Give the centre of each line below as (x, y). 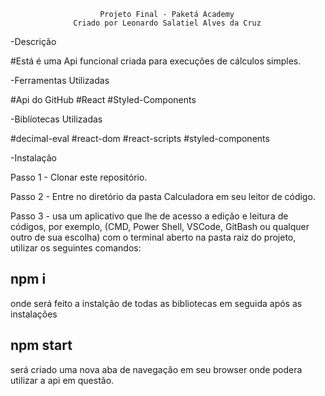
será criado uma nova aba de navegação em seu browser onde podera (156, 369)
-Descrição (33, 41)
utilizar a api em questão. (62, 380)
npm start (41, 345)
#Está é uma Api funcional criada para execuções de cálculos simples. (156, 61)
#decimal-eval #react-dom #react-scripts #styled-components (140, 138)
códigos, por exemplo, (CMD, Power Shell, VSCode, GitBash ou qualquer (160, 226)
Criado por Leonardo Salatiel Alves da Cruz (167, 23)
